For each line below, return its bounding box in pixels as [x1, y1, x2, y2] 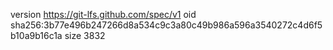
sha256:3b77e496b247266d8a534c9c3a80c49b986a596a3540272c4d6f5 [10, 19, 323, 31]
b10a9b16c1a [10, 30, 63, 41]
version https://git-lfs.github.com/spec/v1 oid [10, 9, 197, 20]
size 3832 [64, 30, 106, 41]
